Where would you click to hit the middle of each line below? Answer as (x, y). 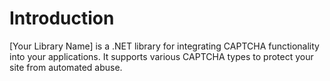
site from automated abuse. (66, 67)
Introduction (62, 18)
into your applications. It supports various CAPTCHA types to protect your (161, 56)
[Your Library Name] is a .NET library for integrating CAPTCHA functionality (164, 46)
